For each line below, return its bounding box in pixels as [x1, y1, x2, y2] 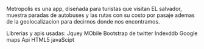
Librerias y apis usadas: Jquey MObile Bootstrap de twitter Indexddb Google [6, 30, 198, 37]
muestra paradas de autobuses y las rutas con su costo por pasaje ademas [6, 11, 195, 19]
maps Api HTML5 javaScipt [6, 36, 75, 43]
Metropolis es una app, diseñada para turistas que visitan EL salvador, [6, 5, 182, 12]
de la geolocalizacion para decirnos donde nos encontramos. [6, 18, 160, 25]
